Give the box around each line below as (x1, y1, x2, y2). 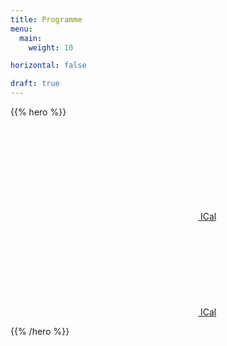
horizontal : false (10, 61, 87, 71)
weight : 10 (28, 42, 74, 53)
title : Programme (10, 14, 83, 25)
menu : (10, 24, 33, 34)
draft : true (10, 79, 60, 89)
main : (19, 33, 43, 43)
